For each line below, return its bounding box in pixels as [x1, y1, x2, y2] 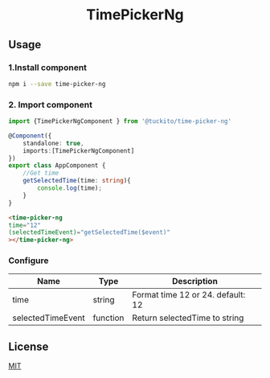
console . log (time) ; [37, 184, 103, 192]
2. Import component [8, 99, 92, 110]
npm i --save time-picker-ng [8, 80, 106, 88]
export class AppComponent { [8, 162, 106, 170]
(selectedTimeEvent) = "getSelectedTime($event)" [8, 228, 171, 236]
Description [171, 276, 219, 287]
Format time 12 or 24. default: [132, 290, 246, 301]
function [92, 312, 125, 323]
